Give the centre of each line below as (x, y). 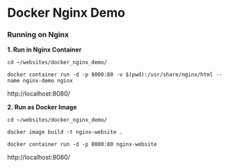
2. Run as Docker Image (42, 107)
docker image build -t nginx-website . (65, 132)
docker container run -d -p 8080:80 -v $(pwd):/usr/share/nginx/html (110, 75)
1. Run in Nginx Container (45, 49)
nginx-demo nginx (48, 81)
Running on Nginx (38, 35)
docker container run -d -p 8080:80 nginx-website (82, 144)
